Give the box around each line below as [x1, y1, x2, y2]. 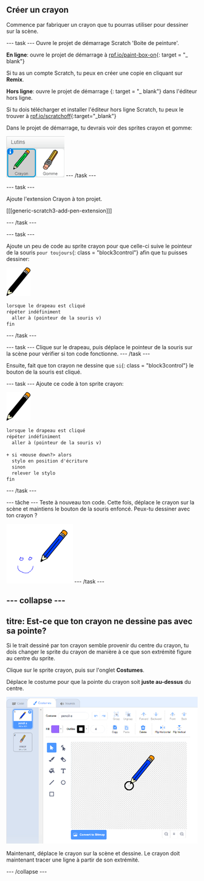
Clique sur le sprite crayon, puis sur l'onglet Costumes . [6, 666, 144, 674]
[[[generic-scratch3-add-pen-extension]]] [6, 207, 112, 214]
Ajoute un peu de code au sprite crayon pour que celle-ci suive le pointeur [6, 242, 192, 249]
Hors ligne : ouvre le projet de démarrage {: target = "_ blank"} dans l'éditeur [6, 88, 197, 95]
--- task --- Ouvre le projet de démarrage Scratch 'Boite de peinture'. [6, 39, 179, 46]
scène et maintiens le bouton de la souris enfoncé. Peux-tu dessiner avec [6, 505, 190, 512]
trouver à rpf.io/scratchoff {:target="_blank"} [6, 112, 117, 119]
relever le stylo [12, 470, 56, 476]
